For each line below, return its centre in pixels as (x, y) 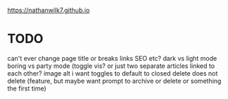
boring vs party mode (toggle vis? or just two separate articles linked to (111, 66)
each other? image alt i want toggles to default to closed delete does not (113, 73)
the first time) (27, 88)
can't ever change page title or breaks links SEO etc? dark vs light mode (112, 58)
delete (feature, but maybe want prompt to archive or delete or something (114, 81)
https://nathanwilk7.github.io (49, 10)
